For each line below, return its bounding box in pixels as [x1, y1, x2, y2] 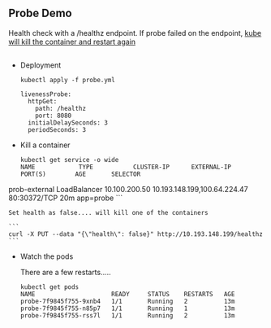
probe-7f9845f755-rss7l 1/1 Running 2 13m [19, 312, 235, 320]
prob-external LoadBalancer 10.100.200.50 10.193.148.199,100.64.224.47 [8, 185, 249, 195]
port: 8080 [35, 112, 72, 120]
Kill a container [19, 140, 71, 150]
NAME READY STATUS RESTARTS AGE [19, 291, 235, 299]
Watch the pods [19, 251, 74, 261]
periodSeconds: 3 [28, 126, 87, 134]
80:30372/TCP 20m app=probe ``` [8, 193, 123, 203]
